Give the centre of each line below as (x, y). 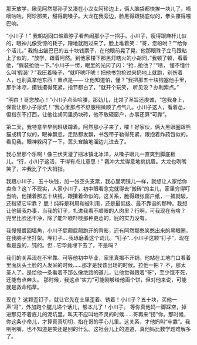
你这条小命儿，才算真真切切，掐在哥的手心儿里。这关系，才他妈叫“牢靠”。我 (98, 321)
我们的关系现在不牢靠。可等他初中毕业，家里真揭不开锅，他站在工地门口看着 (98, 258)
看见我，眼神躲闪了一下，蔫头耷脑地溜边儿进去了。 (68, 142)
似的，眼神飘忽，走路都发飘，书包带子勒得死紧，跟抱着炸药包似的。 (108, 134)
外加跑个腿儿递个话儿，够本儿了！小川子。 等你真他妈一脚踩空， (104, 307)
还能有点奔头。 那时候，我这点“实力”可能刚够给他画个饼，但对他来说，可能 (96, 280)
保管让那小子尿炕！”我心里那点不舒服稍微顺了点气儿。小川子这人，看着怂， (97, 107)
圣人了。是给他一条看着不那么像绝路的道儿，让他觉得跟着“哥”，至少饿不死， (98, 272)
